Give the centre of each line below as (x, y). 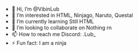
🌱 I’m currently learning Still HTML (53, 21)
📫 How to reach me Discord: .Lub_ (54, 34)
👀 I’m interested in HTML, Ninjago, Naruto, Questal (72, 15)
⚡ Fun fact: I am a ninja (39, 43)
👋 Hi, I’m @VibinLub (35, 9)
